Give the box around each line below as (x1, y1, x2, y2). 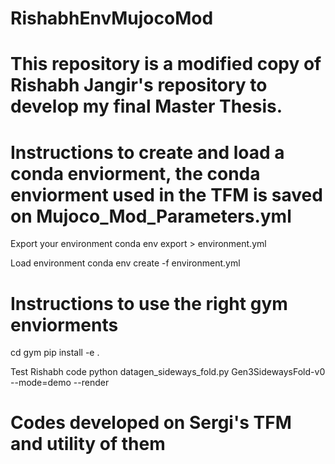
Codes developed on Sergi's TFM (10, 412, 292, 434)
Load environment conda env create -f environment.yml (10, 257, 241, 269)
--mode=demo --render (10, 377, 110, 389)
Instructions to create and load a (10, 141, 285, 164)
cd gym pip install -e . (10, 347, 100, 359)
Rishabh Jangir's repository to (10, 74, 268, 97)
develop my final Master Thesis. (10, 95, 283, 118)
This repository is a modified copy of (10, 53, 322, 76)
